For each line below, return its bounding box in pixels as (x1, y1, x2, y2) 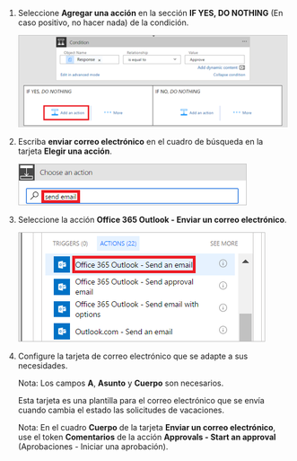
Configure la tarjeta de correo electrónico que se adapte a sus (17, 350, 249, 362)
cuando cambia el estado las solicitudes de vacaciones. (17, 404, 225, 416)
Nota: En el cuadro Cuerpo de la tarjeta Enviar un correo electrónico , (17, 422, 276, 433)
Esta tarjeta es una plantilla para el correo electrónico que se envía (17, 395, 265, 406)
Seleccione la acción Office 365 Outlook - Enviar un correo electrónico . (17, 215, 287, 226)
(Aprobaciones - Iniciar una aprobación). (17, 441, 169, 452)
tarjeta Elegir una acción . (17, 146, 112, 156)
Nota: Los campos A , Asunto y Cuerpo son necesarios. (17, 377, 224, 389)
